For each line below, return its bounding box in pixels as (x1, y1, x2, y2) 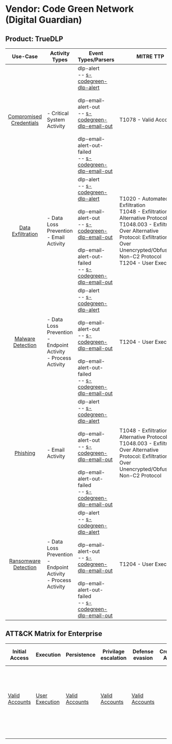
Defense (132, 648, 154, 655)
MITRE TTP (136, 53, 165, 60)
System (47, 116, 66, 123)
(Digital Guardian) (5, 14, 82, 26)
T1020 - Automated (119, 195, 169, 202)
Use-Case (12, 53, 38, 60)
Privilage (102, 648, 125, 655)
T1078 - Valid (119, 116, 155, 123)
